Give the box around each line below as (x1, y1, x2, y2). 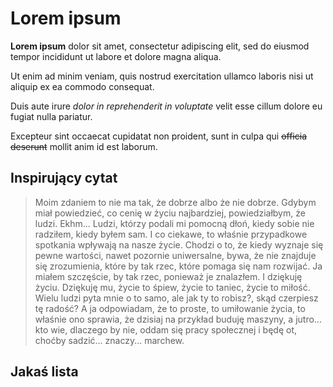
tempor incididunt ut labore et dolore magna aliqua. (10, 50, 222, 62)
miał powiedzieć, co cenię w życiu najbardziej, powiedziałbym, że (34, 207, 306, 219)
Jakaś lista (10, 363, 79, 381)
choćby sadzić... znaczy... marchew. (34, 334, 185, 346)
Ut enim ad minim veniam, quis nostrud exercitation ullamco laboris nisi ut (10, 70, 314, 82)
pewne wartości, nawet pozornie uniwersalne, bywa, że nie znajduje (34, 249, 317, 261)
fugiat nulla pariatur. (10, 110, 93, 122)
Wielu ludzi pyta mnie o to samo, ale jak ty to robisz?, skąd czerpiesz (34, 292, 319, 304)
